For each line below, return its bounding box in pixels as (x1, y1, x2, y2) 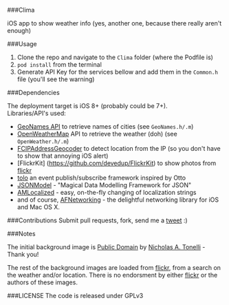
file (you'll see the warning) (17, 75, 95, 83)
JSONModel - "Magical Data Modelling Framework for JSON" (17, 181, 191, 189)
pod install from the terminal (17, 61, 102, 68)
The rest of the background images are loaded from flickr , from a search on (7, 264, 221, 271)
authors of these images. (7, 278, 78, 286)
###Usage (7, 40, 38, 48)
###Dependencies (7, 89, 60, 96)
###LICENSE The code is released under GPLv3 (7, 292, 144, 299)
